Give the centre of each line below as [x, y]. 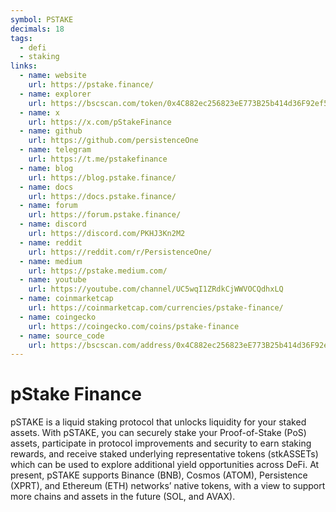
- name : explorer [55, 94]
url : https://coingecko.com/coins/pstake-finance [134, 326]
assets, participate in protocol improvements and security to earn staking [161, 443]
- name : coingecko [58, 317]
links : [24, 66]
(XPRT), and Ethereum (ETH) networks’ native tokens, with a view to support [168, 486]
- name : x [39, 112]
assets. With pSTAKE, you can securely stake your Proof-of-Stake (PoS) [158, 433]
